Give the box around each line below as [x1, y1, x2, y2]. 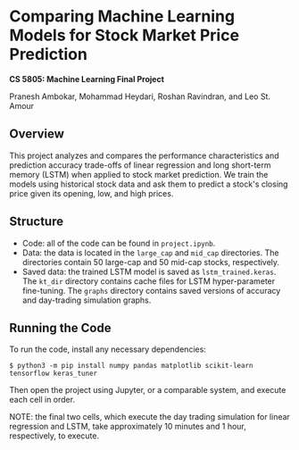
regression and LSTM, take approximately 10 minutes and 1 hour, [9, 421, 247, 432]
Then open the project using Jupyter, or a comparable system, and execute [9, 385, 287, 396]
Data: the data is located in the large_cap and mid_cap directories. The [21, 247, 279, 258]
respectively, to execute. [9, 430, 100, 441]
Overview [9, 127, 65, 142]
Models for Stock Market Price [9, 25, 239, 46]
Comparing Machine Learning [9, 6, 235, 27]
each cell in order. [9, 395, 76, 405]
